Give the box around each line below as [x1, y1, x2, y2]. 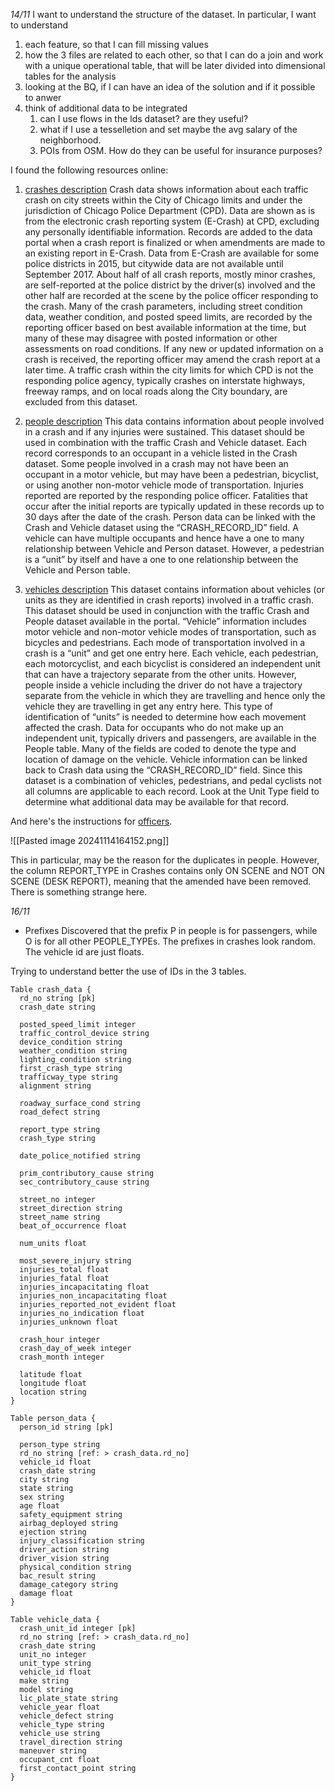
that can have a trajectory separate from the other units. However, [24, 669, 297, 680]
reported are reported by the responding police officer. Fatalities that [24, 490, 308, 501]
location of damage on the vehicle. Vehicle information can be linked [24, 754, 308, 765]
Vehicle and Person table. [24, 564, 131, 576]
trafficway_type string [19, 1072, 118, 1082]
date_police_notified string [19, 1151, 141, 1161]
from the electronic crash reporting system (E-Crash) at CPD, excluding [24, 215, 320, 227]
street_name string [19, 1212, 101, 1222]
